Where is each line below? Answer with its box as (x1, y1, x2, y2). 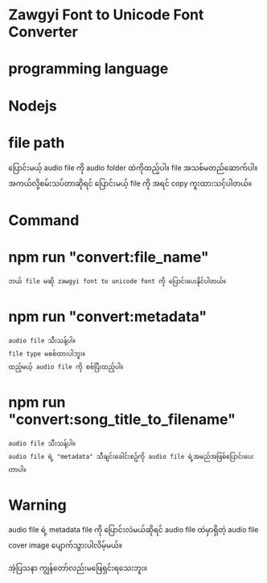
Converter (8, 23, 78, 41)
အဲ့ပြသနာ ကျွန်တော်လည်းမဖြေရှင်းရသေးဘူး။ (8, 563, 148, 573)
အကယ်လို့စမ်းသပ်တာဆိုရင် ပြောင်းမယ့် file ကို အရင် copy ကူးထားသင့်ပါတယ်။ (8, 178, 253, 188)
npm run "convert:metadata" (8, 307, 207, 326)
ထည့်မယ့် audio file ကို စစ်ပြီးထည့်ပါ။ (8, 363, 124, 371)
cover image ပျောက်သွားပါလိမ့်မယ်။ (8, 540, 123, 550)
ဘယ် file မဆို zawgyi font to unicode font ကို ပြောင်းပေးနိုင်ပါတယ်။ (8, 277, 227, 285)
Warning (8, 496, 67, 514)
